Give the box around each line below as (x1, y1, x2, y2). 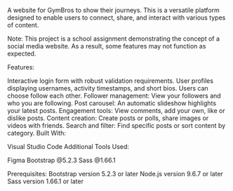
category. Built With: (7, 129, 67, 137)
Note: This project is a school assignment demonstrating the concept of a (7, 34, 220, 43)
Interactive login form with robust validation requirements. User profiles (7, 77, 214, 85)
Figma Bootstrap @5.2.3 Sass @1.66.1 (7, 156, 116, 164)
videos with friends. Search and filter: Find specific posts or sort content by (7, 121, 226, 129)
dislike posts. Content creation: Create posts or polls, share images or (7, 114, 209, 122)
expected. (7, 49, 36, 58)
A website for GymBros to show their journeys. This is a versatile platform (7, 6, 220, 14)
